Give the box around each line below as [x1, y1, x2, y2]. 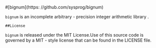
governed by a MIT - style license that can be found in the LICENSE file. [5, 37, 152, 43]
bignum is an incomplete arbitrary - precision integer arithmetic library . [5, 14, 149, 19]
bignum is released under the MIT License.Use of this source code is [5, 32, 144, 38]
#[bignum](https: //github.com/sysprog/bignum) [5, 4, 104, 10]
